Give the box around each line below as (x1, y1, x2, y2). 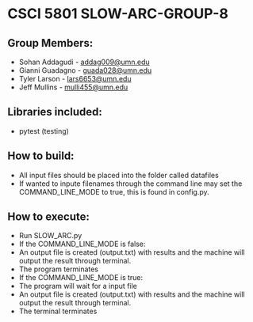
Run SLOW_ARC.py (18, 231, 82, 241)
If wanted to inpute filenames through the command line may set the (18, 179, 243, 188)
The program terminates (18, 264, 99, 274)
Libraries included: (7, 105, 102, 119)
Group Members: (7, 36, 94, 50)
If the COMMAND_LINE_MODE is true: (18, 273, 144, 282)
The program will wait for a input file (18, 282, 138, 291)
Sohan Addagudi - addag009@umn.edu (18, 57, 150, 66)
